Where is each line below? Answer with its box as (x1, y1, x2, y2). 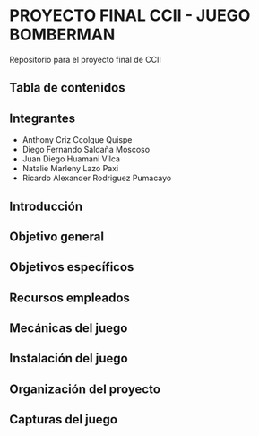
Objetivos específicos (9, 259, 134, 275)
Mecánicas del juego (9, 320, 128, 336)
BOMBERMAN (9, 24, 116, 45)
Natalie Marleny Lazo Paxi (22, 163, 119, 174)
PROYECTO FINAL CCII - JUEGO (9, 5, 251, 26)
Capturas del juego (9, 412, 118, 427)
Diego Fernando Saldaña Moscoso (22, 144, 151, 155)
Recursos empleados (9, 290, 130, 305)
